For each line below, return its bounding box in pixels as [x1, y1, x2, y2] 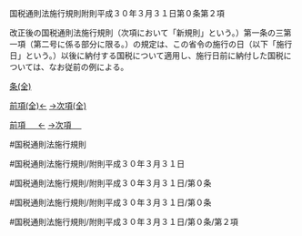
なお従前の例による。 [48, 62, 129, 72]
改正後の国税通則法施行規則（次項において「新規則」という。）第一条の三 [9, 27, 284, 38]
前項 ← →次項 [9, 119, 72, 130]
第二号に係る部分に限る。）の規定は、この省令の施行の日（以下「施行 [33, 39, 293, 49]
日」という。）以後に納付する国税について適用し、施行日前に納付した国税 [9, 50, 284, 61]
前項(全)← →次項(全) [9, 100, 87, 111]
